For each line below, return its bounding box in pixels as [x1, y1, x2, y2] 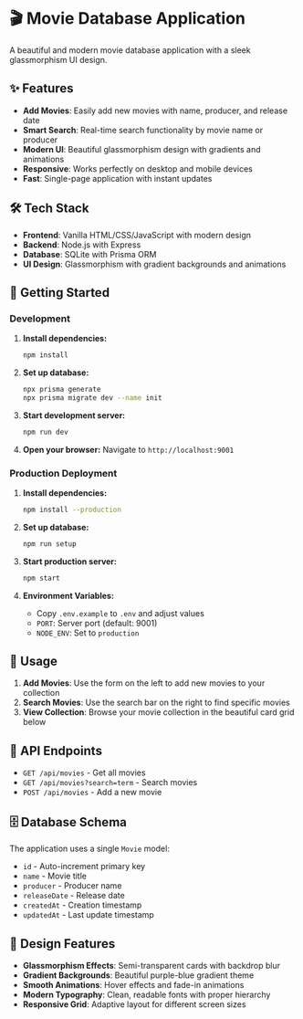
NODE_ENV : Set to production [36, 627, 140, 638]
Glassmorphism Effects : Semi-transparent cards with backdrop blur [22, 960, 281, 971]
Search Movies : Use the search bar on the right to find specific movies [22, 697, 290, 709]
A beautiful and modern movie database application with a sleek [9, 44, 251, 56]
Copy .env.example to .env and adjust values [36, 607, 205, 618]
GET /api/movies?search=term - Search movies [22, 777, 198, 788]
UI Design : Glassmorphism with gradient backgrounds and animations [22, 258, 287, 269]
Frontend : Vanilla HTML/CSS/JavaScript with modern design [22, 229, 251, 240]
